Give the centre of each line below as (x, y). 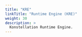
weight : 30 (16, 18)
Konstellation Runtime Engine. (41, 27)
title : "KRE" (18, 9)
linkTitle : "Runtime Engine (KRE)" (41, 14)
